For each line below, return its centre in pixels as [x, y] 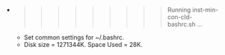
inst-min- [205, 10]
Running [179, 10]
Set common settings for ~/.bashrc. [74, 37]
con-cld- [180, 17]
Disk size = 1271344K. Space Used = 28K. [83, 44]
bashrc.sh [181, 24]
